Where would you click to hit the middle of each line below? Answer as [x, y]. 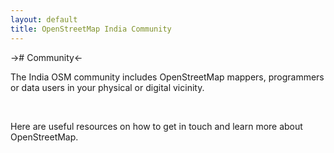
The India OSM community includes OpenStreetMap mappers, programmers [167, 77]
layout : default [44, 19]
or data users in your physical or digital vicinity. [107, 87]
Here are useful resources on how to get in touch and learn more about [156, 126]
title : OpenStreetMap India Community [91, 29]
